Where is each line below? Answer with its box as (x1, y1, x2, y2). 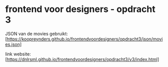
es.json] (5, 41, 22, 47)
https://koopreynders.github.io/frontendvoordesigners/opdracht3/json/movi (6, 36, 163, 42)
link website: (5, 51, 31, 57)
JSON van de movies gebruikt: (5, 30, 68, 36)
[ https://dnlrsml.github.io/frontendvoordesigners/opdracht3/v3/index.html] (5, 56, 159, 62)
